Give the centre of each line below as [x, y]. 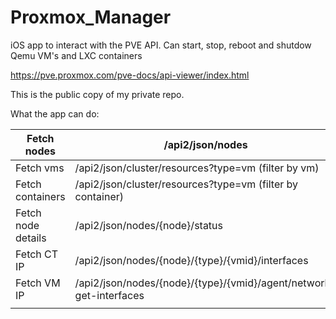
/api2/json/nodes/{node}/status [149, 225]
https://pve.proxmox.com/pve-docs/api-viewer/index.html [130, 75]
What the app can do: [55, 113]
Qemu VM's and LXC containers [76, 55]
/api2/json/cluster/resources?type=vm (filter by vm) [197, 168]
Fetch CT [37, 254]
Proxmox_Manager [91, 17]
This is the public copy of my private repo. [97, 94]
